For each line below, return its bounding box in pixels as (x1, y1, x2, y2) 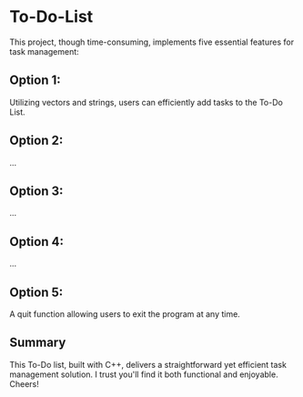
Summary (9, 335, 66, 351)
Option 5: (9, 284, 64, 300)
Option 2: (9, 133, 64, 148)
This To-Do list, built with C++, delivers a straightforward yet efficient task (9, 359, 287, 370)
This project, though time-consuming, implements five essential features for (9, 36, 294, 47)
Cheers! (9, 378, 39, 389)
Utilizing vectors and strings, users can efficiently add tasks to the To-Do (9, 97, 284, 107)
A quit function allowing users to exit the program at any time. (9, 309, 241, 320)
